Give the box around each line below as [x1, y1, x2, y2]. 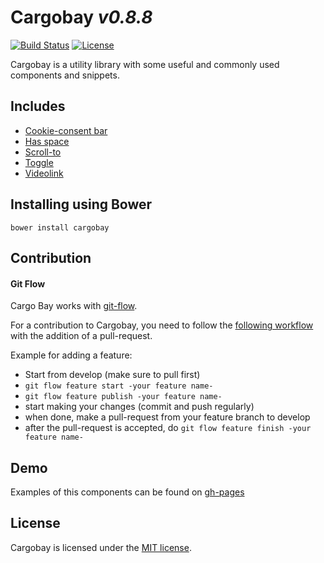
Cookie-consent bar [24, 124, 108, 136]
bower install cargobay [10, 222, 110, 233]
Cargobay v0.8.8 [10, 6, 153, 29]
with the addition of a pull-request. [10, 330, 153, 342]
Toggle [24, 156, 54, 168]
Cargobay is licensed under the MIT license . [10, 541, 192, 553]
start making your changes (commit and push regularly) [24, 401, 255, 413]
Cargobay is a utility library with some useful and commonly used [10, 58, 280, 70]
